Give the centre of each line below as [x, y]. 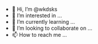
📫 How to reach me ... [39, 35]
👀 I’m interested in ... [37, 15]
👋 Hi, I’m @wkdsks [34, 9]
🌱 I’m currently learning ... [43, 22]
